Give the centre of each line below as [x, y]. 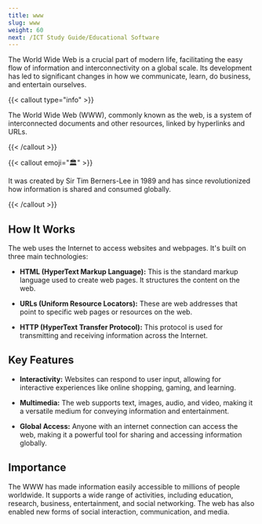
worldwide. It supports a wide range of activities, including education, [121, 495]
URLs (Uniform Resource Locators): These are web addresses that [128, 304]
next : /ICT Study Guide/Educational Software [84, 37]
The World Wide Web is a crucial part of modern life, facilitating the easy [126, 60]
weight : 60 [26, 30]
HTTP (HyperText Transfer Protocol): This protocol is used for [121, 328]
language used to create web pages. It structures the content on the [130, 280]
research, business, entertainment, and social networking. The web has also [131, 503]
